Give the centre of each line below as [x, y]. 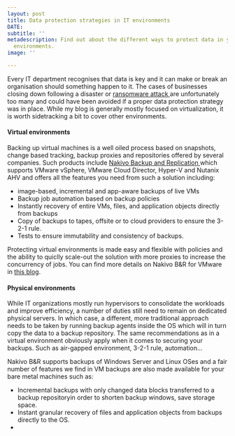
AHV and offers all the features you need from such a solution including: [111, 178]
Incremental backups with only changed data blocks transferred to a [116, 390]
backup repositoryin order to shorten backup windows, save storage [116, 397]
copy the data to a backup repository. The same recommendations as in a [114, 333]
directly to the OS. [43, 420]
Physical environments [41, 287]
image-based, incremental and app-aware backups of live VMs [108, 191]
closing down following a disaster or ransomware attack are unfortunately [113, 94]
